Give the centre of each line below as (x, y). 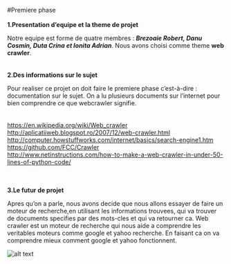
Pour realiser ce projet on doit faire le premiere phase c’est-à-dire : (102, 88)
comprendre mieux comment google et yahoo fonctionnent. (92, 240)
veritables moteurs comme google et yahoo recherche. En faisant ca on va (113, 233)
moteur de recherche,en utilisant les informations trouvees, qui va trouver (112, 211)
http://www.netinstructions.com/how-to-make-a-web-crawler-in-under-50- (115, 155)
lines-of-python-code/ (39, 162)
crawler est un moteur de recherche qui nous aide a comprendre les (104, 226)
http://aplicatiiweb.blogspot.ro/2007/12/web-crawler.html (89, 132)
